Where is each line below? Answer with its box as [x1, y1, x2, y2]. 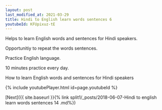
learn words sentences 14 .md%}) [5, 100, 76, 106]
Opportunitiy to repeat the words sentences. [5, 45, 98, 51]
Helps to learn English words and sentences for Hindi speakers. [5, 35, 138, 42]
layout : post [5, 7, 33, 13]
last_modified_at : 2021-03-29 [5, 12, 69, 17]
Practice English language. [5, 55, 61, 61]
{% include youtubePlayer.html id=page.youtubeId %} [5, 85, 118, 91]
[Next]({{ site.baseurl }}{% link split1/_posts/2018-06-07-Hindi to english [5, 94, 157, 100]
